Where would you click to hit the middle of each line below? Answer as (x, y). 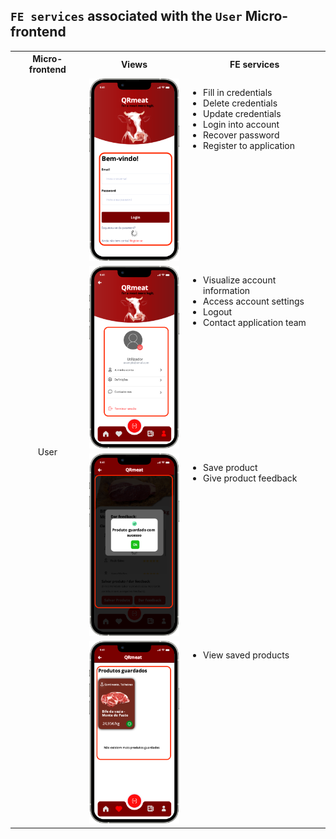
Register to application (249, 145)
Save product (230, 468)
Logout (218, 311)
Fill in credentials (238, 92)
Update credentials (242, 113)
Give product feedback (250, 478)
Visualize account (240, 280)
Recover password (241, 135)
